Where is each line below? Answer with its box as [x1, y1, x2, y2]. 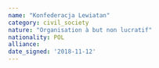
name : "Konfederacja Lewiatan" [8, 11, 110, 20]
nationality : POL [8, 33, 65, 41]
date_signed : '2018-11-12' [8, 48, 96, 55]
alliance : [8, 41, 41, 48]
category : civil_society [8, 19, 89, 27]
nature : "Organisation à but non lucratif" [8, 26, 153, 34]
